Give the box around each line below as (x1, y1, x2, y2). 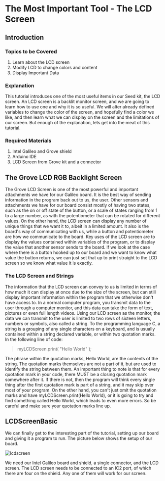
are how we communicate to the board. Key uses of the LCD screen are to (5, 234, 155, 240)
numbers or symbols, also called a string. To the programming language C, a (5, 320, 161, 327)
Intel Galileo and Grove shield (12, 148, 72, 154)
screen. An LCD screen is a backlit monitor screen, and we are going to (5, 98, 149, 104)
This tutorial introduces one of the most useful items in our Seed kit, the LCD (5, 94, 161, 99)
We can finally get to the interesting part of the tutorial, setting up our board (5, 430, 159, 436)
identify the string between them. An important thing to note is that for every (5, 366, 160, 372)
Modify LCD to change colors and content (12, 64, 98, 70)
